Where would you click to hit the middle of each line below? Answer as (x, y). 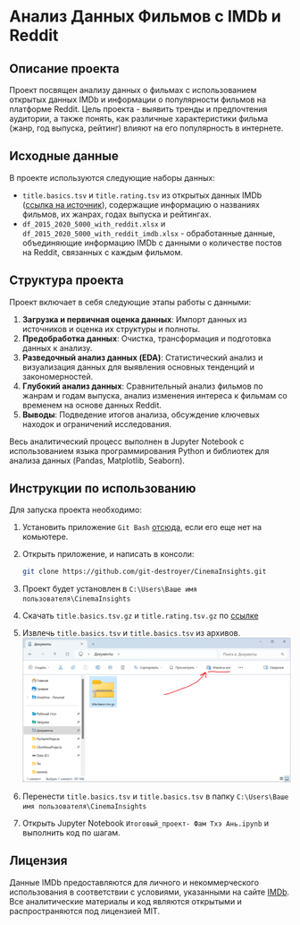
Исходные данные (64, 156)
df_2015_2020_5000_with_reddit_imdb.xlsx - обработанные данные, (148, 233)
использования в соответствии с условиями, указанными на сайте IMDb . (150, 892)
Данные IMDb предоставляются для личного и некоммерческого (134, 882)
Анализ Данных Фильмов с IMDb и (145, 17)
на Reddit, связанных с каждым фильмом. (102, 252)
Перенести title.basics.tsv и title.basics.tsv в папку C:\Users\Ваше (155, 796)
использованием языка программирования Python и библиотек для (139, 450)
